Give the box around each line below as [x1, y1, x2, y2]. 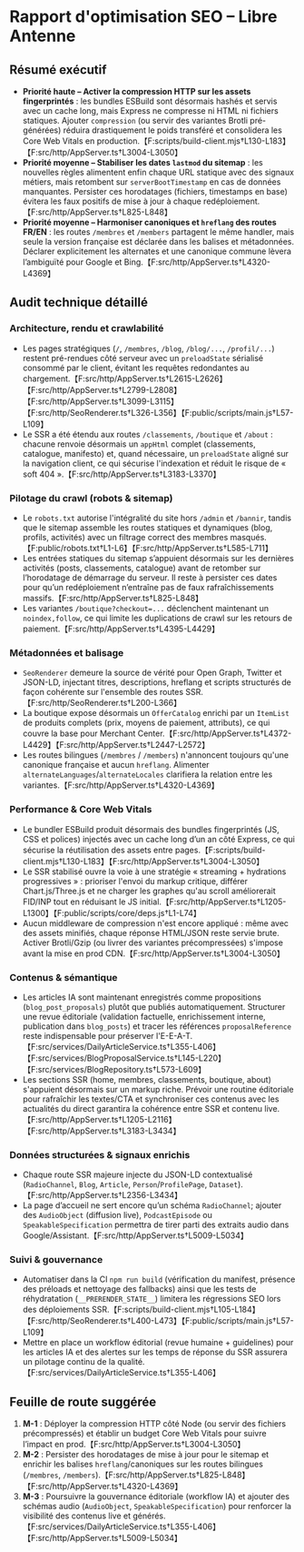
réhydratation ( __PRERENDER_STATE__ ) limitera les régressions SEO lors [22, 1294, 281, 1305]
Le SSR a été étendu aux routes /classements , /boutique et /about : [22, 428, 274, 439]
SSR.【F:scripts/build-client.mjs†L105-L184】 [91, 1304, 260, 1315]
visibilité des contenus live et [22, 1510, 132, 1521]
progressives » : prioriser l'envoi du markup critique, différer [22, 875, 248, 886]
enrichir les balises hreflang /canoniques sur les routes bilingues [22, 1458, 263, 1470]
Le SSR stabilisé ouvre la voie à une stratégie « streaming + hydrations [22, 866, 287, 877]
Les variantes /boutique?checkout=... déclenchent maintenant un [22, 602, 270, 613]
